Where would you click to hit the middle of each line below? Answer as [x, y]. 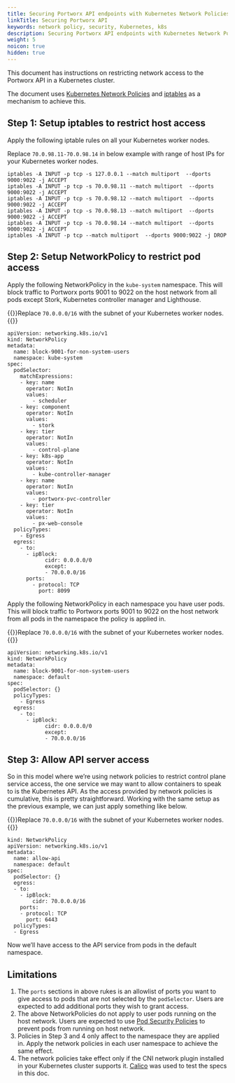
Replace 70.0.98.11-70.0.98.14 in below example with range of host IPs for [116, 153]
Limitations [32, 974]
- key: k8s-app [42, 456]
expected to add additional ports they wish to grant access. [103, 1007]
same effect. [35, 1051]
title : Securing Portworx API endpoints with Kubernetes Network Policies [119, 14]
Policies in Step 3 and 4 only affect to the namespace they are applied [118, 1036]
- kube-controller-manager [72, 474]
